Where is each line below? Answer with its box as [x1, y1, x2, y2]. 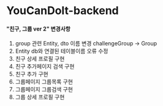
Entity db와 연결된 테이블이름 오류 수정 [15, 47, 108, 55]
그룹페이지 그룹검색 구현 [15, 86, 74, 93]
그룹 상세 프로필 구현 [15, 93, 65, 101]
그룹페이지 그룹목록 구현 [15, 78, 74, 86]
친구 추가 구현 [15, 70, 48, 78]
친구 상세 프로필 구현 [15, 55, 65, 62]
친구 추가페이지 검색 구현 [15, 62, 75, 70]
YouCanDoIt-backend [6, 4, 119, 18]
